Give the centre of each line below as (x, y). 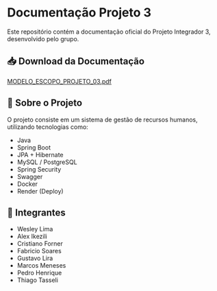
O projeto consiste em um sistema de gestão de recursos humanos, (102, 119)
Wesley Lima (35, 229)
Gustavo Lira (35, 258)
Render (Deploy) (40, 191)
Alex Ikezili (32, 236)
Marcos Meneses (41, 266)
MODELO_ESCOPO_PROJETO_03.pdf (59, 81)
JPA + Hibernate (40, 154)
